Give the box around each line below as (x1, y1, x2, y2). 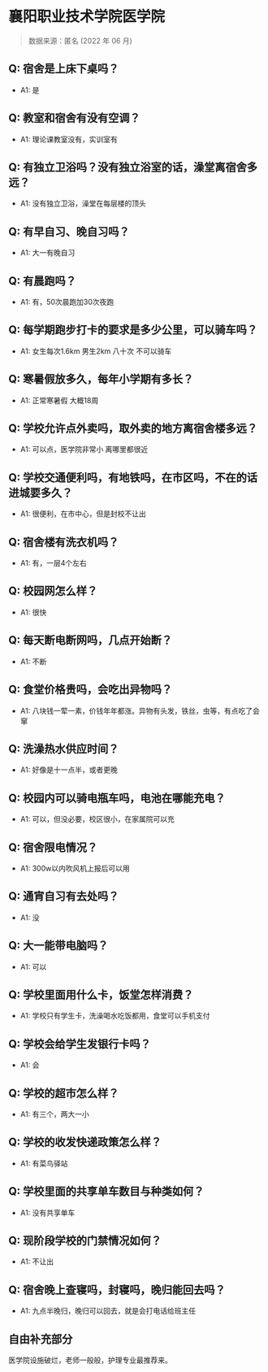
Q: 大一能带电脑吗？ (8, 939, 109, 953)
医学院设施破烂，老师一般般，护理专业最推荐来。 (8, 1355, 172, 1365)
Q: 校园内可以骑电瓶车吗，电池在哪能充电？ (8, 791, 226, 805)
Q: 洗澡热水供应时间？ (8, 741, 119, 756)
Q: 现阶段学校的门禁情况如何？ (8, 1234, 162, 1248)
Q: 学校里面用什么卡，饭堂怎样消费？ (8, 988, 194, 1001)
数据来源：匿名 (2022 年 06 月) (28, 36, 132, 46)
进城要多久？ (8, 485, 73, 500)
